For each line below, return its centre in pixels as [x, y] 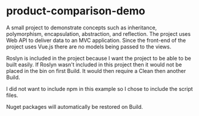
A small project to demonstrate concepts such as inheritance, [82, 28]
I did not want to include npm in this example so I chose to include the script [99, 88]
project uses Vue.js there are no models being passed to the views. [89, 47]
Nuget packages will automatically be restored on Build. [74, 106]
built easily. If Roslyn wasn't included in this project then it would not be [94, 65]
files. [12, 95]
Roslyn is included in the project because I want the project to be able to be [99, 58]
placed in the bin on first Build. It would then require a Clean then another [96, 71]
